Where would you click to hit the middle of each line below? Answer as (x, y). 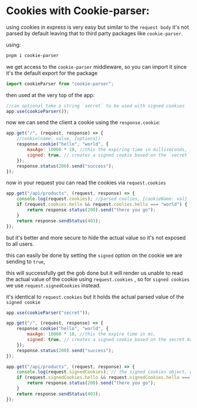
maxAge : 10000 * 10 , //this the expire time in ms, (92, 334)
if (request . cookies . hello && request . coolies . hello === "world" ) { (102, 205)
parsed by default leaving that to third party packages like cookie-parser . (94, 33)
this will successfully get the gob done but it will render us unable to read (94, 273)
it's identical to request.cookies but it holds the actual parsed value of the (95, 297)
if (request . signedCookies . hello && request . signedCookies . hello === (103, 377)
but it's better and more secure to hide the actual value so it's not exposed (96, 238)
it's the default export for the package (52, 73)
